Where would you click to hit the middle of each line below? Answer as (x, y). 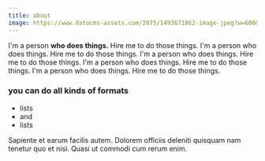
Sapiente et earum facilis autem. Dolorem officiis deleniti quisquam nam (125, 140)
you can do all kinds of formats (68, 91)
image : (19, 23)
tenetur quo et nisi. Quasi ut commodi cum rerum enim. (98, 148)
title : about (30, 15)
